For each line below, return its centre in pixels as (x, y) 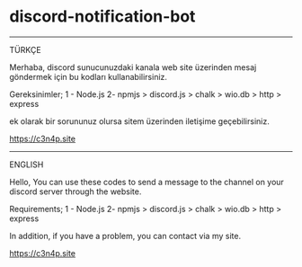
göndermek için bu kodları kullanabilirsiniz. (89, 76)
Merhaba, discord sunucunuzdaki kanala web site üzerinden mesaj (133, 67)
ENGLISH (27, 165)
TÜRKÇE (26, 49)
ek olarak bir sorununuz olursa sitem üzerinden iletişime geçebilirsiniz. (139, 121)
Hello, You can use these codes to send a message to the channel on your (147, 182)
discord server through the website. (75, 191)
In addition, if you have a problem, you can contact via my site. (125, 236)
